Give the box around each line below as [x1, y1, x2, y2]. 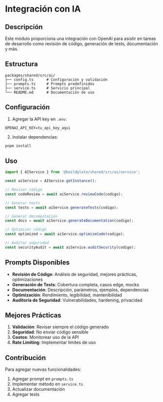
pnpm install [5, 143, 32, 148]
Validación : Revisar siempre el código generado [12, 324, 109, 330]
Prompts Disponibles [5, 259, 70, 267]
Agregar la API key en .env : [12, 116, 67, 122]
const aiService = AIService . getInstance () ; [5, 178, 97, 183]
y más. [5, 46, 18, 52]
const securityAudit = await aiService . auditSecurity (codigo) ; [5, 245, 136, 250]
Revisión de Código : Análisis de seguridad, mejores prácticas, [12, 271, 138, 277]
